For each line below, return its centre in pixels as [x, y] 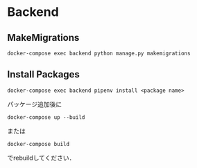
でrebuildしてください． [41, 158]
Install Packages [43, 74]
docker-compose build [38, 144]
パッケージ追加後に [35, 104]
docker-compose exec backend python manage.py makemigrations [99, 53]
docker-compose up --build [46, 117]
